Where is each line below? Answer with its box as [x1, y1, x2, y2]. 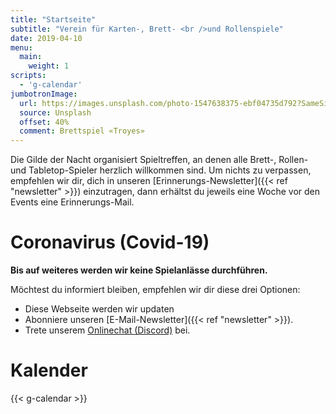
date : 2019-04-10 [10, 33, 83, 43]
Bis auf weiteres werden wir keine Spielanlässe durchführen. [10, 264, 268, 276]
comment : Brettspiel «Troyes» [19, 126, 145, 136]
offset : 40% [19, 117, 70, 127]
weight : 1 [28, 61, 70, 71]
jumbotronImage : [10, 89, 78, 99]
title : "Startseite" [10, 14, 97, 25]
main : [19, 52, 43, 62]
